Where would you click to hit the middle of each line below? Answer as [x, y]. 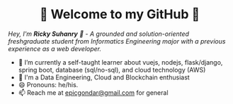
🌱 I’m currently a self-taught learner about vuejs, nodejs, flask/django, [120, 62]
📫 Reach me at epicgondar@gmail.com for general [93, 92]
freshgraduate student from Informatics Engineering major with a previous [117, 41]
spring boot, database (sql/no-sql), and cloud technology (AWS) [112, 70]
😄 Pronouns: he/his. [48, 84]
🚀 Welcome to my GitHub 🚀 [120, 14]
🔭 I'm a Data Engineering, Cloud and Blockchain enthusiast [104, 77]
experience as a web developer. [55, 48]
